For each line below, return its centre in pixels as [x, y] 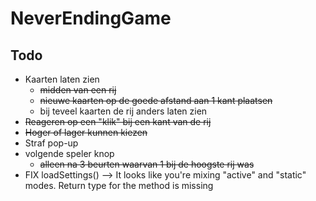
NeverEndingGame [91, 18]
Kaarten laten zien [62, 79]
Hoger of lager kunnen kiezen [86, 132]
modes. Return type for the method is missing [119, 185]
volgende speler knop [69, 153]
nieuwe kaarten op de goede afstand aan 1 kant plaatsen [156, 100]
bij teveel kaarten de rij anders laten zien [123, 111]
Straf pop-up [51, 143]
